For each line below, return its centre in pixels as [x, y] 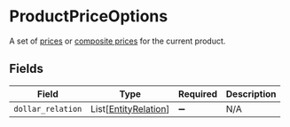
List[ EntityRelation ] [130, 108]
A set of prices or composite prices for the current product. [118, 41]
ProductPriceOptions [89, 16]
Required [198, 93]
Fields [27, 69]
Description [251, 93]
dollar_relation [48, 109]
